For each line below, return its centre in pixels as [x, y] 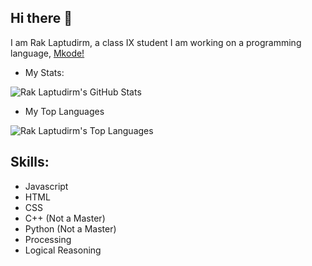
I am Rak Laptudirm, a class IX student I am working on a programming [156, 42]
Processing [48, 239]
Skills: [30, 162]
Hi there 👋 [41, 18]
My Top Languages [64, 111]
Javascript [46, 186]
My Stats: [44, 72]
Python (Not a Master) [70, 228]
